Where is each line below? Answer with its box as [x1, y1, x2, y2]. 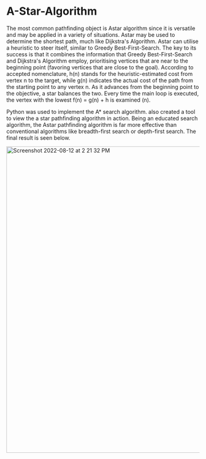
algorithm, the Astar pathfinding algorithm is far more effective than [6, 121, 177, 128]
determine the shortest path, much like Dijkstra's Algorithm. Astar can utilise [6, 37, 199, 45]
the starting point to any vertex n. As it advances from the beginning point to [6, 83, 199, 90]
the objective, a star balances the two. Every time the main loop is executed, [6, 89, 199, 97]
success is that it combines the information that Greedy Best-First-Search [6, 50, 193, 58]
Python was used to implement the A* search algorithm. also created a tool [6, 108, 196, 115]
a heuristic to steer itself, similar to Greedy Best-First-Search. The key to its [6, 44, 197, 51]
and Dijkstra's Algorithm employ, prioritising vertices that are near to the [6, 57, 188, 64]
